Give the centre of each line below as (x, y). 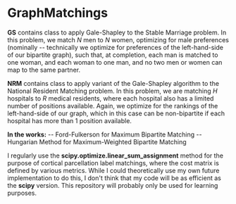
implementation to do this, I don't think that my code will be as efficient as (114, 178)
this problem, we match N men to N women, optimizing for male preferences (118, 39)
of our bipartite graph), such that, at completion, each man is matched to (113, 55)
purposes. (22, 193)
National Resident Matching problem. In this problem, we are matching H (112, 91)
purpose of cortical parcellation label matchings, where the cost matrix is (113, 162)
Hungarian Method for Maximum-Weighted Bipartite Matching (97, 141)
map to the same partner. (44, 70)
